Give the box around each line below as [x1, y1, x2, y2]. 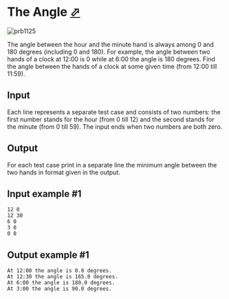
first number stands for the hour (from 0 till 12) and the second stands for [7, 115, 215, 123]
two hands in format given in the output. [7, 168, 120, 176]
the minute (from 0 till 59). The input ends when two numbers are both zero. [7, 122, 223, 131]
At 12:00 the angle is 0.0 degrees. [7, 267, 112, 274]
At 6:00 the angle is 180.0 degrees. [7, 280, 116, 287]
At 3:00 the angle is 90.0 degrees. [7, 285, 112, 293]
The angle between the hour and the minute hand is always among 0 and [7, 40, 215, 48]
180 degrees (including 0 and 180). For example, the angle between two [7, 48, 210, 56]
